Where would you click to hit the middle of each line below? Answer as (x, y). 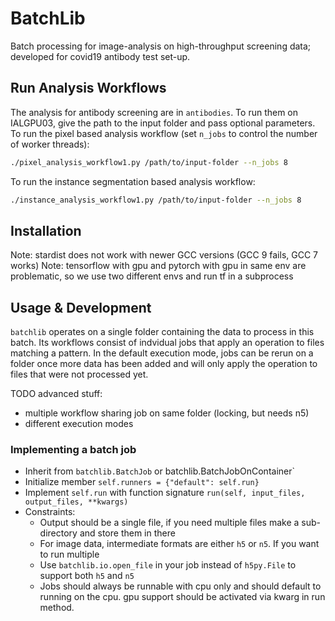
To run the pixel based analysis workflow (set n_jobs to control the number (164, 133)
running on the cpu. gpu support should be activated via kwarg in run (182, 597)
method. (57, 608)
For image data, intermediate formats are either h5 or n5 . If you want (179, 544)
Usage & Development (81, 307)
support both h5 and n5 (87, 576)
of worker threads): (50, 144)
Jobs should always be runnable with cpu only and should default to (180, 586)
